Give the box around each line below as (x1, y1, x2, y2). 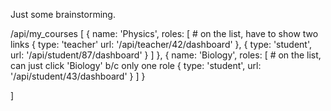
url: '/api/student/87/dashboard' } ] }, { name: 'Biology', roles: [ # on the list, (10, 49, 322, 61)
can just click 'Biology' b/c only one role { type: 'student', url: (10, 60, 262, 71)
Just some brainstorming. (10, 9, 116, 20)
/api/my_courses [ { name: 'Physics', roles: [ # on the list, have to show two (10, 28, 319, 39)
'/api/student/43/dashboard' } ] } (10, 70, 146, 82)
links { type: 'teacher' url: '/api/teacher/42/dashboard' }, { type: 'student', (10, 39, 312, 50)
